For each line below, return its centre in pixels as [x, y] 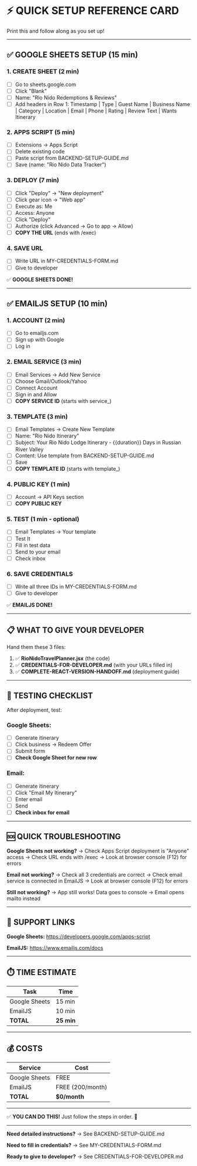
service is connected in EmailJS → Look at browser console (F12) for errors [97, 881]
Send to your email [38, 552]
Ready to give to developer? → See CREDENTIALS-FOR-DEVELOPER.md [95, 1157]
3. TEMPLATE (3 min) [37, 416]
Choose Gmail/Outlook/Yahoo [51, 381]
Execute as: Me [34, 206]
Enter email [29, 799]
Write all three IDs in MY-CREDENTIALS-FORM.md [76, 587]
